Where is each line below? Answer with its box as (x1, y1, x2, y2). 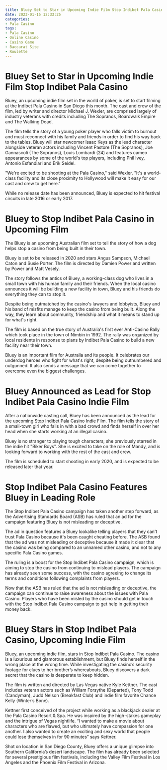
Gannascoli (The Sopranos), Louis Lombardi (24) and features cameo (5, 150, 148, 156)
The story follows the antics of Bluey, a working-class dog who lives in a (5, 275, 153, 281)
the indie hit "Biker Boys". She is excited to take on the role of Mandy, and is (5, 444, 161, 450)
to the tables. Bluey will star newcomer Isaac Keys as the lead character (5, 139, 153, 145)
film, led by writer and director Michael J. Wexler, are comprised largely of (5, 108, 157, 114)
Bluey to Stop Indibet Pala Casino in (5, 213, 155, 225)
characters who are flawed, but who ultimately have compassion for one (5, 723, 153, 729)
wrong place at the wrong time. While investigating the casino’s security (5, 662, 153, 668)
